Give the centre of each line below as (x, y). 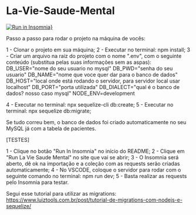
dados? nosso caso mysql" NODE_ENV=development (70, 93)
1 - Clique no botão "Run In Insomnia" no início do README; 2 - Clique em (95, 151)
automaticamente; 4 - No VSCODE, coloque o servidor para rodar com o (94, 170)
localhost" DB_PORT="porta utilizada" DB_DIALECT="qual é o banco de (93, 87)
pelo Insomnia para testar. (38, 182)
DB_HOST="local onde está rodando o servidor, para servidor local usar (93, 81)
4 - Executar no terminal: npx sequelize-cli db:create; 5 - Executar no (90, 104)
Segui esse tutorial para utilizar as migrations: (61, 193)
